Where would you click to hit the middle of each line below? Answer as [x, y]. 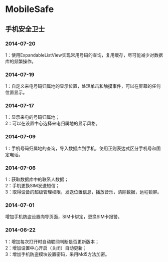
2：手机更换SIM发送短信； [33, 186]
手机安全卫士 [25, 29]
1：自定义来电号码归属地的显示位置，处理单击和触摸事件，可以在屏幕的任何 [83, 86]
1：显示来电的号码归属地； [33, 117]
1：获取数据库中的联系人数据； [37, 179]
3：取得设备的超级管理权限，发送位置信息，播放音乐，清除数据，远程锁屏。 [83, 192]
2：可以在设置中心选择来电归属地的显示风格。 [53, 123]
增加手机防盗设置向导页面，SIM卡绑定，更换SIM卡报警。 [64, 217]
